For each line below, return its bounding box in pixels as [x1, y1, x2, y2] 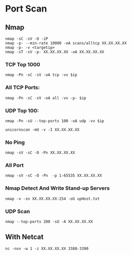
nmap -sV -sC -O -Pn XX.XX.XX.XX [5, 150, 75, 156]
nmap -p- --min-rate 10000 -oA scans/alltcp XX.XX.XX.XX [5, 41, 127, 46]
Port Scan [5, 3, 47, 15]
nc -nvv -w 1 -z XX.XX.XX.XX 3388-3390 [5, 246, 89, 251]
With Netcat [5, 233, 44, 241]
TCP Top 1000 [5, 61, 40, 68]
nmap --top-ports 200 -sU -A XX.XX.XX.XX [5, 219, 93, 224]
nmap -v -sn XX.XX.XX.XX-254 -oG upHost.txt [5, 196, 100, 201]
